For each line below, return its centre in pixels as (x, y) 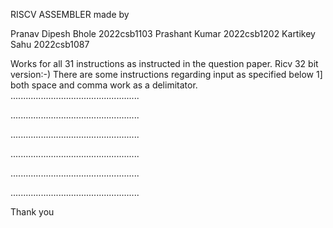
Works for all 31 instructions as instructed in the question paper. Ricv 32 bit (164, 63)
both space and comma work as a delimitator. (104, 85)
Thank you (32, 212)
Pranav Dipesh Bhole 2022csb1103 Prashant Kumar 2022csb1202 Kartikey (163, 33)
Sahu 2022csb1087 (50, 44)
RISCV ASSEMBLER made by (70, 14)
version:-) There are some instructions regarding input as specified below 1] (166, 74)
